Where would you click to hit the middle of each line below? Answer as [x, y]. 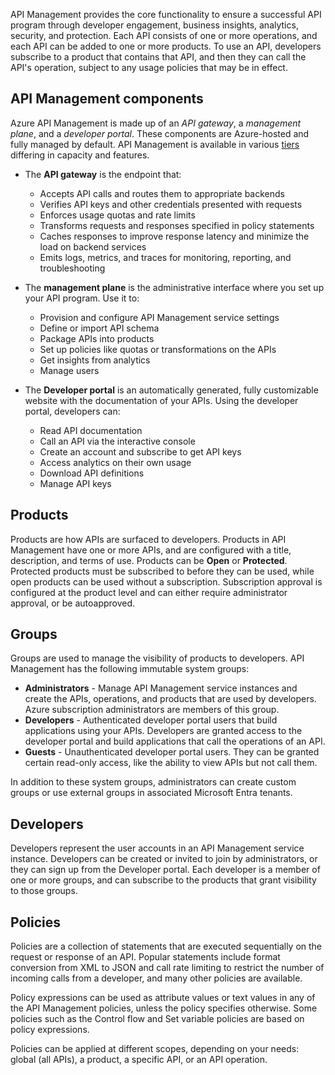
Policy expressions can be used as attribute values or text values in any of [163, 998]
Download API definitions [92, 473]
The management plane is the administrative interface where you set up [174, 287]
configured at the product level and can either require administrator [149, 592]
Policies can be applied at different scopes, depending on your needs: [155, 1049]
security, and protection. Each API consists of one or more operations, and [164, 35]
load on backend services [93, 246]
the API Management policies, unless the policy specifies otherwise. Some [164, 1008]
